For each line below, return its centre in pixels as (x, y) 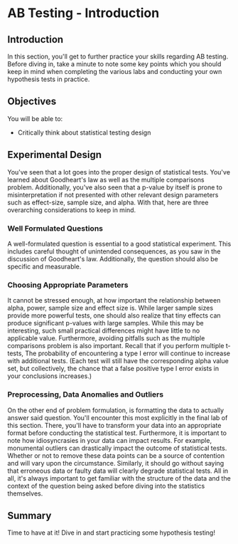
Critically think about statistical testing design (84, 132)
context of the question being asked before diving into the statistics (106, 486)
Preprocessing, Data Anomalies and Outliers (86, 394)
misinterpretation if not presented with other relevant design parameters (113, 194)
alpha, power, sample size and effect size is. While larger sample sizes (110, 308)
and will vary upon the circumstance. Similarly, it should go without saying (116, 463)
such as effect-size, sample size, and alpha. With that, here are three (108, 202)
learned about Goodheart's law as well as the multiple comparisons (106, 179)
